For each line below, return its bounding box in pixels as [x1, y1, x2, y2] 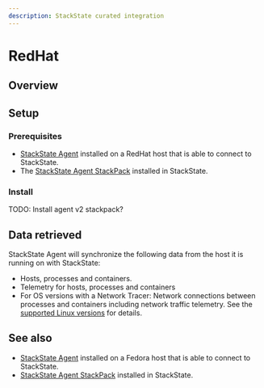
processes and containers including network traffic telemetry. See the [19, 300, 253, 309]
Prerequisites [8, 130, 62, 141]
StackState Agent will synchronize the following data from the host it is [8, 250, 244, 259]
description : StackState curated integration [8, 11, 164, 20]
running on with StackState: [8, 258, 101, 268]
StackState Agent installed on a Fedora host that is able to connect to [19, 352, 251, 362]
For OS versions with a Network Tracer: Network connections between [19, 291, 256, 300]
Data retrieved [8, 228, 82, 242]
